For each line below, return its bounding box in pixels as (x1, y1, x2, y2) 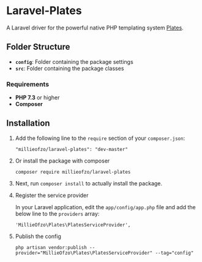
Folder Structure (6, 42, 70, 52)
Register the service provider (15, 191, 89, 199)
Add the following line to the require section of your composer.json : (15, 134, 185, 142)
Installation (6, 118, 50, 129)
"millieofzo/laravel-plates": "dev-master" (15, 146, 129, 152)
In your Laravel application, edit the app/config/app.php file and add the (15, 203, 196, 210)
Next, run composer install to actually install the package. (15, 179, 163, 187)
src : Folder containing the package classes (15, 64, 124, 72)
